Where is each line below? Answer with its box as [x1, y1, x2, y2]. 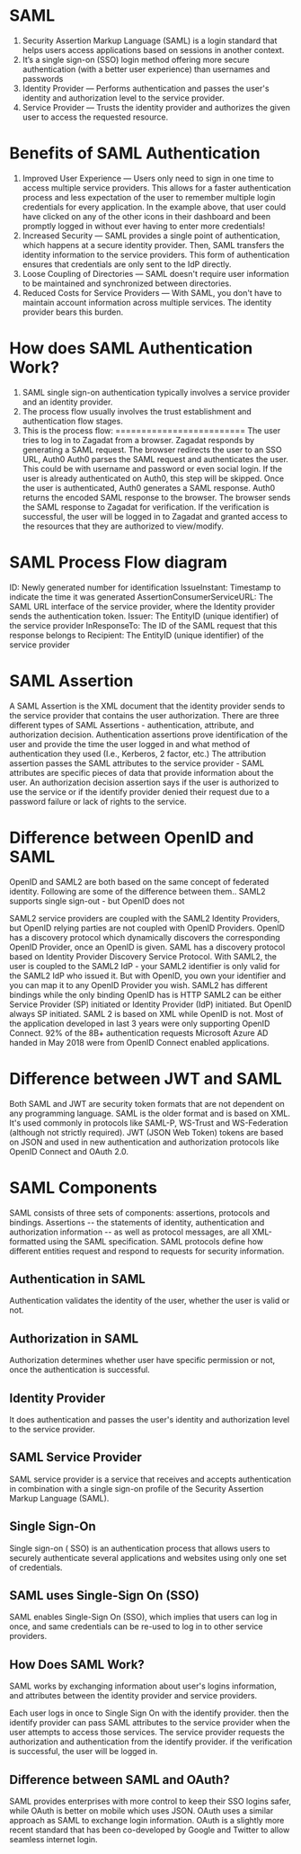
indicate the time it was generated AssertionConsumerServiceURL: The [9, 591, 274, 602]
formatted [9, 1235, 47, 1246]
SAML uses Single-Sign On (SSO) [9, 1588, 199, 1603]
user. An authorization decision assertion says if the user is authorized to [9, 777, 279, 788]
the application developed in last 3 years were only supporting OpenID [9, 1018, 270, 1029]
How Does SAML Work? [9, 1656, 146, 1672]
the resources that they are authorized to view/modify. [22, 521, 225, 531]
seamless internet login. [9, 1834, 98, 1844]
